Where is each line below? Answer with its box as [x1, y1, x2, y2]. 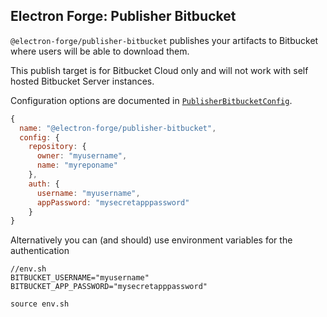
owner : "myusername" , [36, 151, 128, 161]
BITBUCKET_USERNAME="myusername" [10, 273, 150, 283]
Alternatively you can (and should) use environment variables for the [10, 234, 293, 246]
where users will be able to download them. [10, 45, 190, 57]
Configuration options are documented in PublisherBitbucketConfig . [10, 94, 293, 106]
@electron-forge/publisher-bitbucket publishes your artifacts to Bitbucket [10, 34, 319, 46]
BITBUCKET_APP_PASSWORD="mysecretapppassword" [10, 282, 208, 292]
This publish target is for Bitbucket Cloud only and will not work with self [10, 64, 309, 76]
